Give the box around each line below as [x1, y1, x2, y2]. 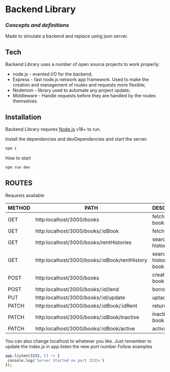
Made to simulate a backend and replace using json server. [5, 33, 128, 39]
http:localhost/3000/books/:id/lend [35, 285, 119, 292]
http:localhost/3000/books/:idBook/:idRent [35, 302, 138, 309]
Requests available [5, 192, 45, 198]
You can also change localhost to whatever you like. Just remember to [5, 338, 152, 344]
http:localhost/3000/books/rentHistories [35, 239, 132, 246]
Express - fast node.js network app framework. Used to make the [12, 77, 149, 83]
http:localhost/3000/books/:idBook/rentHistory [35, 256, 148, 264]
